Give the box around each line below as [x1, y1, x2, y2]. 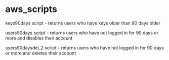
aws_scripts [5, 3, 57, 15]
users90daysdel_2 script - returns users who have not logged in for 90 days [5, 44, 164, 50]
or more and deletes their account [5, 50, 76, 56]
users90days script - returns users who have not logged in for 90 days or [5, 29, 158, 35]
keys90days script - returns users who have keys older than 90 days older [5, 20, 161, 26]
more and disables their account [5, 35, 73, 41]
